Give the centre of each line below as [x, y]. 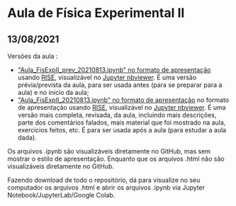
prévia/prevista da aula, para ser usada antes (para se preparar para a [120, 85]
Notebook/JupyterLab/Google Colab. [61, 195]
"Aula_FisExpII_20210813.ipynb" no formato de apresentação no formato [123, 100]
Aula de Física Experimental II [96, 13]
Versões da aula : [33, 56]
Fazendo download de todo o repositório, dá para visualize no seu [104, 180]
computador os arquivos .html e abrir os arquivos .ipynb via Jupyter [106, 188]
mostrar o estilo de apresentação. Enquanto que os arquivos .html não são [116, 159]
